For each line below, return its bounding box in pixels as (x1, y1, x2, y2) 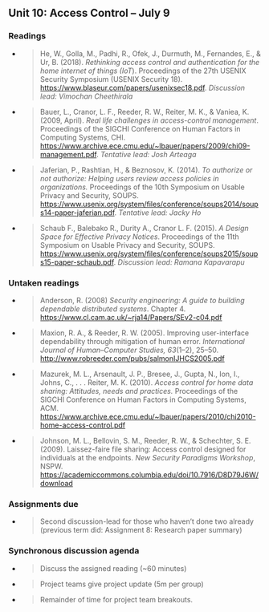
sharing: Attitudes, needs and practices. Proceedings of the (39, 386, 238, 395)
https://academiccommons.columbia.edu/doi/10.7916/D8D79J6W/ (39, 469, 259, 480)
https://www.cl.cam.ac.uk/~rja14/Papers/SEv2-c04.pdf (39, 312, 222, 322)
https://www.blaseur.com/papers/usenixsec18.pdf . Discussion (39, 83, 246, 92)
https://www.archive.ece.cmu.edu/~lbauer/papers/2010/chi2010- (39, 411, 256, 421)
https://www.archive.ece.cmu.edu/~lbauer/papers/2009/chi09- (39, 140, 251, 151)
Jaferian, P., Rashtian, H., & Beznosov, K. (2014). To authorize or (39, 164, 253, 175)
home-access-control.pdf (39, 420, 126, 430)
